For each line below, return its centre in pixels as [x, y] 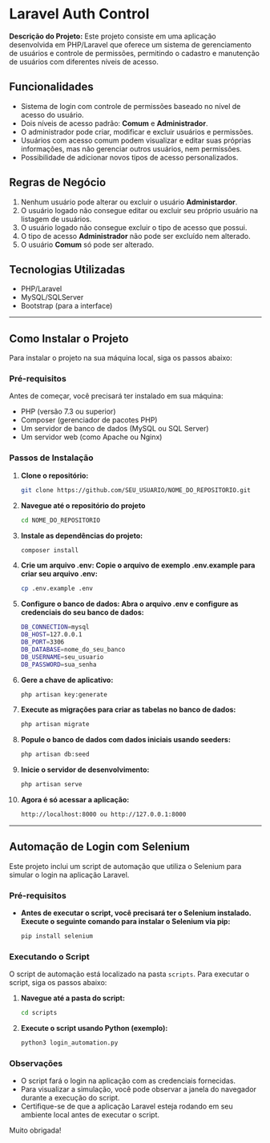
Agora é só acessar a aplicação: [75, 800]
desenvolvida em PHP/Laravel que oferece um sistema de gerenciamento [130, 44]
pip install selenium [56, 936]
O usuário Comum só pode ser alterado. [87, 244]
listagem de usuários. [56, 219]
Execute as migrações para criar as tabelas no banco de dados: [128, 709]
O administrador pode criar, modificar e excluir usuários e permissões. [137, 131]
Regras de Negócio [58, 182]
